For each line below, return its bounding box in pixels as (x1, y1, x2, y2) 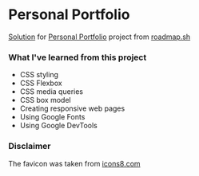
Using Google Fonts (19, 112, 86, 122)
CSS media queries (19, 87, 84, 96)
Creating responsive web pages (19, 104, 125, 113)
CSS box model (19, 96, 71, 105)
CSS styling (19, 70, 58, 80)
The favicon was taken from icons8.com (8, 158, 141, 168)
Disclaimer (8, 141, 51, 152)
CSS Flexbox (19, 78, 62, 88)
